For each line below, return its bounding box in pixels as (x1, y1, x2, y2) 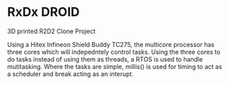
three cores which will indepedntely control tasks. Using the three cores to (7, 48, 221, 56)
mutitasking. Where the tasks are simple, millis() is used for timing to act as (7, 62, 223, 70)
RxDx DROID (7, 4, 80, 20)
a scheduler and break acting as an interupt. (7, 70, 134, 78)
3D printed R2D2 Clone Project (7, 27, 96, 35)
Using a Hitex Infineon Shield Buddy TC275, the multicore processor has (7, 40, 215, 48)
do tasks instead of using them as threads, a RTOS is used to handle (7, 55, 203, 63)
